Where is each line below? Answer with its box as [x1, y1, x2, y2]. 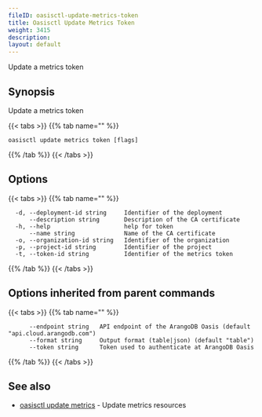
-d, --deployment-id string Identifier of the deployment [15, 209, 223, 217]
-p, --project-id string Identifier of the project [15, 243, 213, 251]
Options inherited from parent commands [8, 287, 216, 300]
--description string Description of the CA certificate [28, 215, 241, 224]
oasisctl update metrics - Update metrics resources [19, 401, 187, 410]
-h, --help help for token [15, 222, 174, 230]
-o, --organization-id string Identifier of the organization [15, 236, 230, 244]
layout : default [8, 41, 61, 49]
